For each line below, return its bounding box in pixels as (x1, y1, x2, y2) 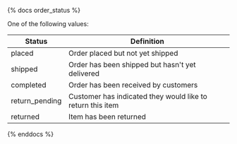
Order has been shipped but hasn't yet (68, 60, 196, 69)
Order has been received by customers (68, 80, 198, 90)
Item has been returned (68, 112, 147, 121)
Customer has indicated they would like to (68, 92, 208, 101)
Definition (130, 37, 164, 46)
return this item (68, 100, 119, 110)
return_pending (11, 96, 62, 105)
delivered (68, 68, 100, 78)
